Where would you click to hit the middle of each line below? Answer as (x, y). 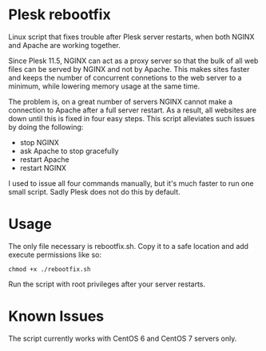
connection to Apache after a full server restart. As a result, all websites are (133, 110)
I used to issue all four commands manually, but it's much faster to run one (131, 183)
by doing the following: (46, 127)
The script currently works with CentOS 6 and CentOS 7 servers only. (123, 338)
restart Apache (44, 159)
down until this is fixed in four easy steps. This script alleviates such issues (132, 118)
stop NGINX (40, 142)
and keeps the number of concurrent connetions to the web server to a (125, 77)
